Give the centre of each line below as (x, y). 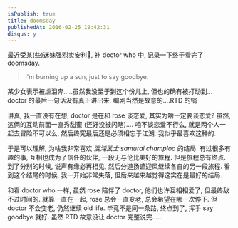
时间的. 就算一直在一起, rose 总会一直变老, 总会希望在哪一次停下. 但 (118, 199)
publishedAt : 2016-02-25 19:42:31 (59, 27)
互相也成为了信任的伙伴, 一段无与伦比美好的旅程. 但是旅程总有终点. (128, 157)
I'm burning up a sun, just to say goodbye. (87, 77)
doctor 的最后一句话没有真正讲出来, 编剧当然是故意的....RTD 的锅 (102, 100)
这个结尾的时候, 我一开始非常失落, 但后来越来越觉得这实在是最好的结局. (118, 175)
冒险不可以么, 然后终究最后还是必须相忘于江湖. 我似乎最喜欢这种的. (118, 133)
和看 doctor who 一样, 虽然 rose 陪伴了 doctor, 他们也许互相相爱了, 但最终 (115, 190)
